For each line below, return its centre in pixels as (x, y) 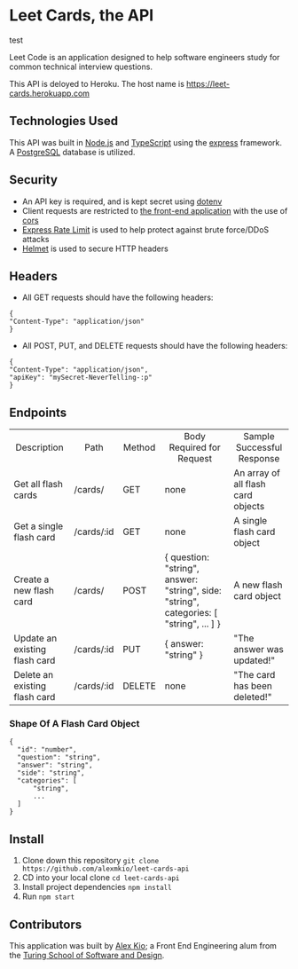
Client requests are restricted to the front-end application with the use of (155, 210)
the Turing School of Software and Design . (87, 956)
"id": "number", (47, 750)
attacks (35, 239)
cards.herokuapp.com (50, 93)
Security (33, 180)
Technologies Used (63, 121)
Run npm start (48, 896)
